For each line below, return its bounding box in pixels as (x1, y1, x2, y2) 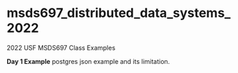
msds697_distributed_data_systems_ (6, 5, 231, 21)
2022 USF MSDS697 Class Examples (6, 43, 115, 52)
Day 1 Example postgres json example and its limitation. (6, 57, 170, 65)
